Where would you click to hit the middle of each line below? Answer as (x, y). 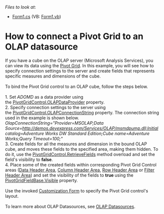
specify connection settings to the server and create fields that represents (80, 71)
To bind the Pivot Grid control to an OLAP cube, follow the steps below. (77, 86)
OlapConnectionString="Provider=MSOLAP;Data (54, 123)
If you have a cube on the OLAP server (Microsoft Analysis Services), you (79, 60)
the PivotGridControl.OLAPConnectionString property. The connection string (82, 112)
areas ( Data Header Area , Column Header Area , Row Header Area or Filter (80, 170)
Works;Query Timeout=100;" (34, 138)
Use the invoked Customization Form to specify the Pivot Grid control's (77, 190)
